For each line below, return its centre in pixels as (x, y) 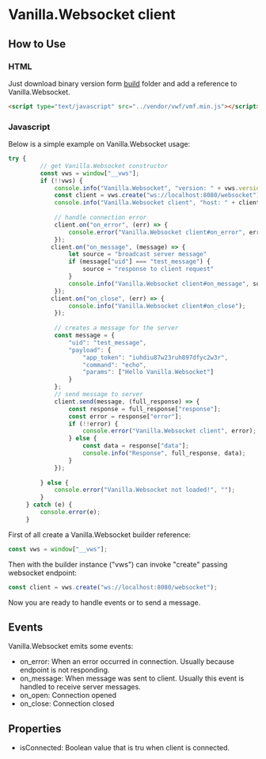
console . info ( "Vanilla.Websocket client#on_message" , (159, 284)
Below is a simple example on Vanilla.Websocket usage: (99, 144)
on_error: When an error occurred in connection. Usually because (127, 662)
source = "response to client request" (148, 269)
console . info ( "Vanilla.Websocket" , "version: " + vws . (146, 188)
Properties (35, 728)
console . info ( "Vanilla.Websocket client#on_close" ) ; (157, 306)
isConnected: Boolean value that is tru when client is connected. (125, 748)
